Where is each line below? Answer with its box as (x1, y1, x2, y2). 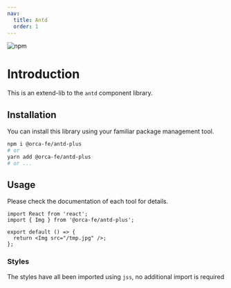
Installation (7, 108, 57, 121)
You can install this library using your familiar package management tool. (7, 127, 214, 135)
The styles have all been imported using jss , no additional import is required (7, 272, 225, 280)
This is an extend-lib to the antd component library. (7, 89, 154, 97)
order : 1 (13, 23, 39, 30)
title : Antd (13, 17, 48, 23)
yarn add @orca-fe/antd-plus (7, 153, 91, 160)
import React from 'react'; (7, 211, 89, 218)
